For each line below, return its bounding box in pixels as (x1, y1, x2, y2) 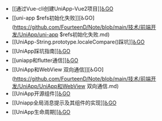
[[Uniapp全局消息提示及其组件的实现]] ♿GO (11, 99, 117, 106)
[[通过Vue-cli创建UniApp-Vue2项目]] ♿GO (11, 5, 114, 12)
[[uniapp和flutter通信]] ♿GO (11, 57, 79, 64)
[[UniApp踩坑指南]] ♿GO (11, 48, 71, 54)
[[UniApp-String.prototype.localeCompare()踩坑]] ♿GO (11, 38, 145, 45)
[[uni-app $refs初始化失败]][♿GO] (11, 14, 95, 21)
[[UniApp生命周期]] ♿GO (11, 109, 71, 115)
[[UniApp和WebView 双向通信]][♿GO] (11, 66, 104, 73)
